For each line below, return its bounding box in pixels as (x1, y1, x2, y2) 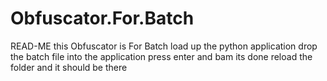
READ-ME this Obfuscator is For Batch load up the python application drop (10, 40, 318, 52)
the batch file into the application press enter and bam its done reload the (10, 50, 313, 62)
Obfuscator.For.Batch (10, 7, 195, 30)
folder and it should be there (10, 61, 128, 73)
